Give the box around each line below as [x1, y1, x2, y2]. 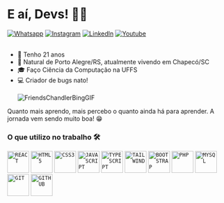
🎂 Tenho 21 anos [17, 50, 65, 59]
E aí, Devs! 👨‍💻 [7, 6, 88, 22]
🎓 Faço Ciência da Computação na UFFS [17, 66, 138, 74]
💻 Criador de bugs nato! [17, 76, 88, 84]
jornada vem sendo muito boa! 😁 [7, 114, 103, 123]
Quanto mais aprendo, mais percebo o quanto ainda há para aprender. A [7, 107, 214, 115]
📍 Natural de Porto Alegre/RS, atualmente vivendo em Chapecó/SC [17, 57, 210, 66]
